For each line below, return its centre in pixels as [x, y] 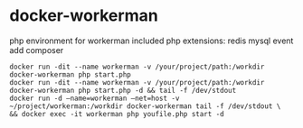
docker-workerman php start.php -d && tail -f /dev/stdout [123, 90]
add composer [37, 50]
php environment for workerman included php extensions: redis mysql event [151, 41]
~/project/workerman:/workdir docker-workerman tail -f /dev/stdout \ [145, 106]
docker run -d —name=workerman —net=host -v [95, 98]
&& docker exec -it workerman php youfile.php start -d [117, 114]
